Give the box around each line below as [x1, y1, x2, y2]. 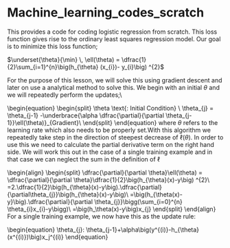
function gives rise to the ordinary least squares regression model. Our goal [7, 34, 221, 43]
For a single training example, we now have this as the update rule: [7, 212, 196, 221]
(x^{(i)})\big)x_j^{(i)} [7, 232, 64, 241]
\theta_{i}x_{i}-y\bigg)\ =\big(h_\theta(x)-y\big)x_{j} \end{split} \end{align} [7, 205, 216, 213]
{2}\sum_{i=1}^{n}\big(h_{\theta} [7, 63, 99, 71]
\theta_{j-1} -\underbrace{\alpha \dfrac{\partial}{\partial [7, 111, 165, 120]
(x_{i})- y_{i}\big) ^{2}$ [100, 63, 165, 71]
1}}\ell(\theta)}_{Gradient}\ [7, 118, 82, 126]
